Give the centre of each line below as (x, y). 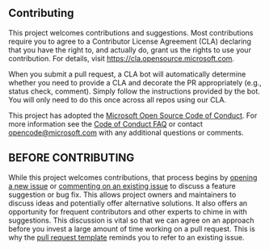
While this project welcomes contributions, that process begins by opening (133, 177)
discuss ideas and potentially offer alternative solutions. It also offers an (128, 203)
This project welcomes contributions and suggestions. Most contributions (131, 32)
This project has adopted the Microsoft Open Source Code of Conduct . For (133, 115)
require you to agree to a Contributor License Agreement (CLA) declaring (130, 41)
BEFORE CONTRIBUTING (71, 158)
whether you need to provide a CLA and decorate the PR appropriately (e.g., (135, 82)
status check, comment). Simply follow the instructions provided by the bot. (134, 91)
